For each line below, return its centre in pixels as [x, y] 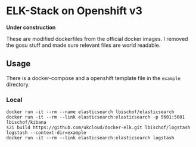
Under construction [31, 27]
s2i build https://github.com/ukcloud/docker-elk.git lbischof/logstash [98, 128]
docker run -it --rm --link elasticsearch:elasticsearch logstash [90, 138]
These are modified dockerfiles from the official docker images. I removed [97, 39]
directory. [18, 84]
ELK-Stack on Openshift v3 [74, 11]
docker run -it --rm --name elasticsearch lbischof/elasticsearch [90, 112]
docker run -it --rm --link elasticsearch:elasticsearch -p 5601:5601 [96, 117]
